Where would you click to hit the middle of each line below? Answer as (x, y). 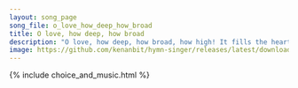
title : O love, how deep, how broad (77, 33)
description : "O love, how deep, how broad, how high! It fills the (138, 42)
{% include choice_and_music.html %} (80, 75)
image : (21, 50)
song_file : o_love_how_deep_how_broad (81, 26)
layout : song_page (43, 17)
